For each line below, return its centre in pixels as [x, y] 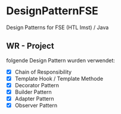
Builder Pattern [33, 92]
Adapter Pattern [35, 99]
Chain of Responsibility [43, 72]
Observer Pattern [36, 106]
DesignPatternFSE [52, 11]
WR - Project [30, 46]
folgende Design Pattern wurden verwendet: [61, 60]
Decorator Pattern [37, 85]
